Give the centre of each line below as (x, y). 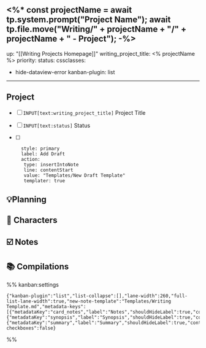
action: (31, 159)
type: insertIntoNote (51, 164)
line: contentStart (48, 170)
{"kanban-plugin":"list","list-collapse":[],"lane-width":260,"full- (97, 296)
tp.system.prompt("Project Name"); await (89, 20)
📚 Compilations (38, 267)
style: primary (40, 149)
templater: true (44, 180)
